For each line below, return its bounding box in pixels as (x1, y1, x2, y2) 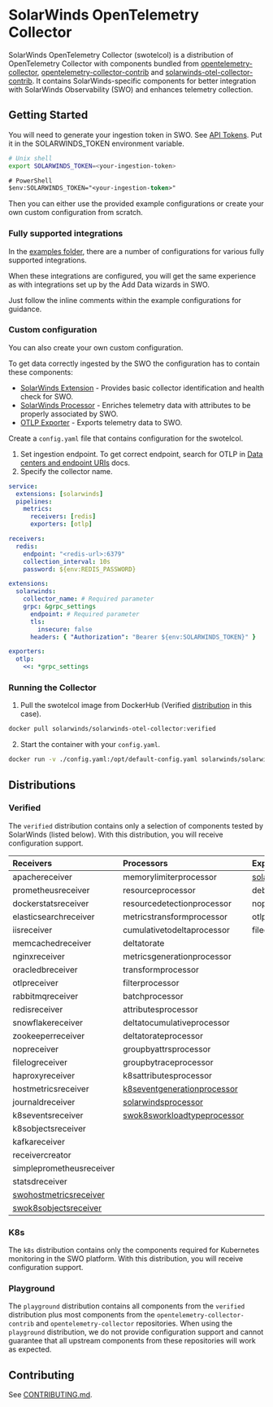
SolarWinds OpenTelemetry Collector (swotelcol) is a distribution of (8, 50, 234, 59)
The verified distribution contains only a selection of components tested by (8, 820, 264, 830)
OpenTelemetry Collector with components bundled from (8, 59, 199, 68)
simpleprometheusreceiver (12, 1163, 115, 1174)
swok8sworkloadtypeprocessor (123, 1110, 245, 1121)
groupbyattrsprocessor (123, 1043, 211, 1054)
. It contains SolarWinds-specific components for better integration (32, 76, 257, 86)
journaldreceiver (12, 1096, 76, 1107)
